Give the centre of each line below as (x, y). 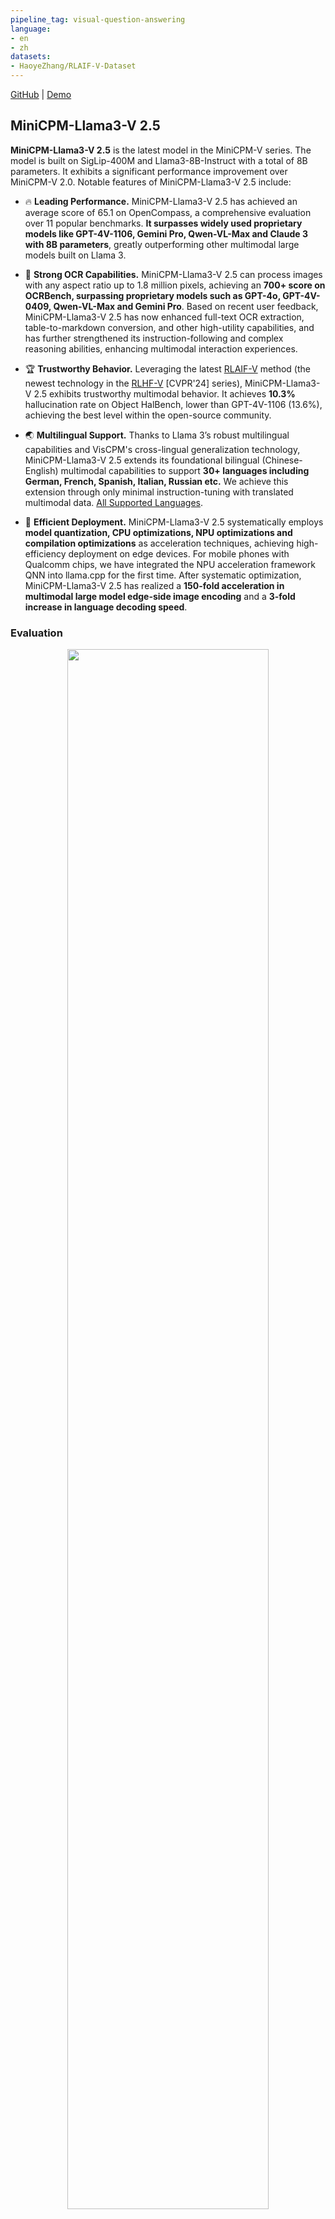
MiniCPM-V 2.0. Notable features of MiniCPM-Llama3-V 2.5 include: (151, 182)
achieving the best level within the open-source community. (148, 415)
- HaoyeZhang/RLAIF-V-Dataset (73, 66)
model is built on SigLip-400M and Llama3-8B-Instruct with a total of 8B (159, 160)
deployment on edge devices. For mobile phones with (179, 553)
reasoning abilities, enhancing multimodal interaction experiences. (161, 348)
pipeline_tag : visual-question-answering (98, 19)
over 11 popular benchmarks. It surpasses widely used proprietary (163, 223)
